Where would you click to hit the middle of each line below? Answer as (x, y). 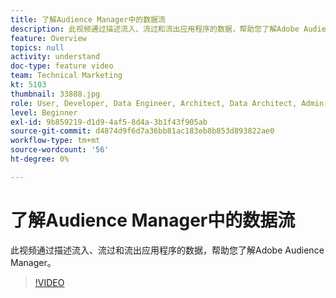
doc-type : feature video (62, 66)
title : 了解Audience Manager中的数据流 (88, 19)
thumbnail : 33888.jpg (55, 94)
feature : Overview (48, 38)
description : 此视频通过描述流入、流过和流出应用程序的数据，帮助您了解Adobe (155, 29)
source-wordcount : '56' (60, 150)
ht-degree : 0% (40, 159)
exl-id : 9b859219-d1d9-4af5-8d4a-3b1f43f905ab (109, 122)
